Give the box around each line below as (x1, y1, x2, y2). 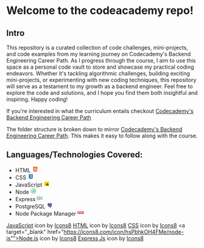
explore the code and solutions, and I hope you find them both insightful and (6, 89, 198, 96)
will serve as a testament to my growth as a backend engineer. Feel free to (6, 83, 193, 90)
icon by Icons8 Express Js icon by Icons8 (39, 235, 144, 242)
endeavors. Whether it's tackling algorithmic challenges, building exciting (6, 70, 191, 77)
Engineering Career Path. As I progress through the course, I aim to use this (6, 57, 196, 64)
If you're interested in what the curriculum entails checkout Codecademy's (6, 108, 194, 114)
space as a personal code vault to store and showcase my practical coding (6, 63, 194, 71)
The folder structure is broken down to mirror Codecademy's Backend (6, 126, 183, 133)
